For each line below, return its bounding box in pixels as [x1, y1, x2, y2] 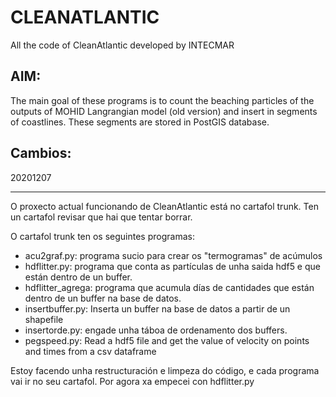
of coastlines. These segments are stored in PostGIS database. [10, 116, 270, 128]
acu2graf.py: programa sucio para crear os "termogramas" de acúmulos [24, 249, 323, 261]
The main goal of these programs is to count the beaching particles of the [10, 94, 315, 106]
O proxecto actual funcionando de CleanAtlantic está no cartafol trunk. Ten [10, 200, 319, 212]
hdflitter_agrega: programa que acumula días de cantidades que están [24, 281, 315, 293]
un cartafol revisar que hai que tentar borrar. [10, 211, 193, 223]
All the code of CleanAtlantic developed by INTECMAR [10, 39, 235, 51]
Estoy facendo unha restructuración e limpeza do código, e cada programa [10, 364, 320, 376]
